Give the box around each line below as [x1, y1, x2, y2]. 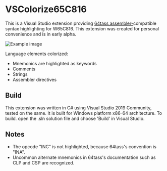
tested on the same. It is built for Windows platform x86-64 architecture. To [5, 110, 162, 116]
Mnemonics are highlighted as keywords [12, 60, 97, 66]
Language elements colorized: [5, 51, 68, 57]
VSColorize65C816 [5, 4, 87, 15]
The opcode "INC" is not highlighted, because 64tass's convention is [12, 143, 156, 150]
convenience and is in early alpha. [5, 31, 77, 37]
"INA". [12, 149, 25, 155]
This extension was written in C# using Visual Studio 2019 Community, [5, 105, 152, 111]
